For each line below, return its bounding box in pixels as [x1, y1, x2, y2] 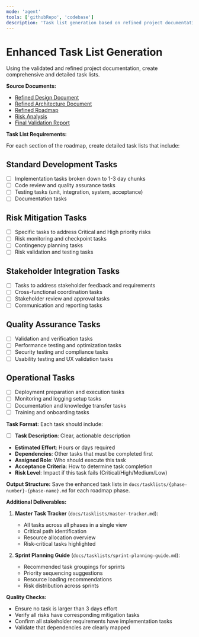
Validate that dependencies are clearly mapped [14, 623, 130, 631]
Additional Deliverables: [6, 498, 67, 505]
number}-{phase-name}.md [6, 488, 68, 494]
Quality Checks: [6, 593, 47, 600]
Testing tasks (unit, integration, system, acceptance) [14, 188, 143, 196]
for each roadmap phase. [68, 486, 130, 494]
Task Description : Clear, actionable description [14, 432, 131, 439]
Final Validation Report [14, 119, 70, 126]
